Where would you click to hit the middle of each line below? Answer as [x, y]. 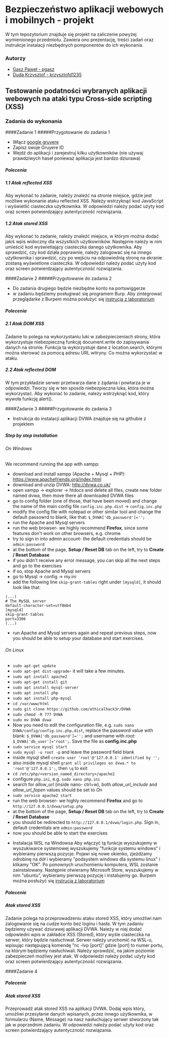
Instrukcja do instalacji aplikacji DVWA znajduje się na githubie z [79, 419]
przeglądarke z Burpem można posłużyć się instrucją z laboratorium [84, 299]
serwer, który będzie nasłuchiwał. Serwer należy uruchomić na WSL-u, [79, 940]
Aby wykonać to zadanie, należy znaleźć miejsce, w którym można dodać [82, 236]
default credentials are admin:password [52, 828]
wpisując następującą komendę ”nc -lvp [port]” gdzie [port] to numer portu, [84, 945]
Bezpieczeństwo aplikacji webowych [85, 9]
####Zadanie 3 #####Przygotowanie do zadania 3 [59, 408]
